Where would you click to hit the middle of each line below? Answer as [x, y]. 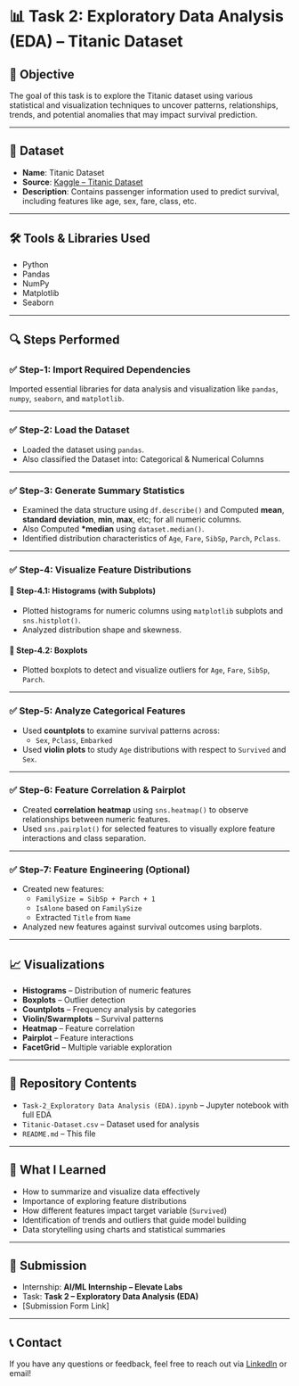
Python [35, 264]
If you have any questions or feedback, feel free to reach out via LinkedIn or [148, 1364]
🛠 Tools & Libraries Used [80, 239]
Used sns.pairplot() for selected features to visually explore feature [149, 829]
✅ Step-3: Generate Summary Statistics [97, 491]
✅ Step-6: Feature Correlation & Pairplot [97, 790]
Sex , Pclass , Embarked [74, 739]
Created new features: [63, 889]
